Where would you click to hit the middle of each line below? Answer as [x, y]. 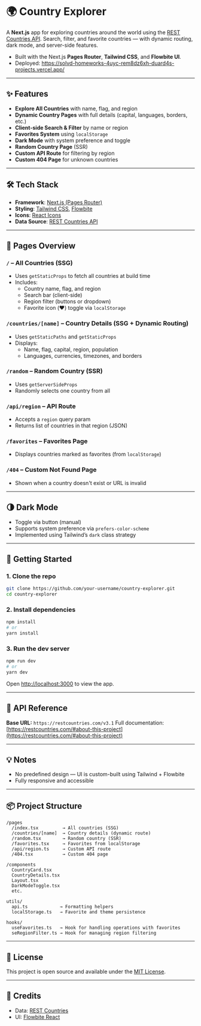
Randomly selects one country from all [63, 390]
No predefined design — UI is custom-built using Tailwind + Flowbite [100, 774]
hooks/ [14, 923]
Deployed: [28, 63]
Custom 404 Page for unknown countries [66, 159]
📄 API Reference [37, 708]
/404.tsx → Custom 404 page [60, 854]
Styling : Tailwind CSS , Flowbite [54, 208]
